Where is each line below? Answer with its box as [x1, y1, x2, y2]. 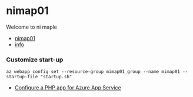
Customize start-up [6, 56, 64, 64]
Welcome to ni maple [6, 23, 58, 30]
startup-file [6, 74, 38, 80]
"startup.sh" [40, 74, 72, 80]
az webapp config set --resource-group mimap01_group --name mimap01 [6, 69, 181, 75]
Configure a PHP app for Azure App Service [14, 84, 122, 91]
